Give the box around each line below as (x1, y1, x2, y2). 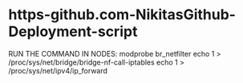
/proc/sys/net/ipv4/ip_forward (8, 65, 108, 75)
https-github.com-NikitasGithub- (8, 6, 237, 24)
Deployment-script (8, 22, 138, 41)
